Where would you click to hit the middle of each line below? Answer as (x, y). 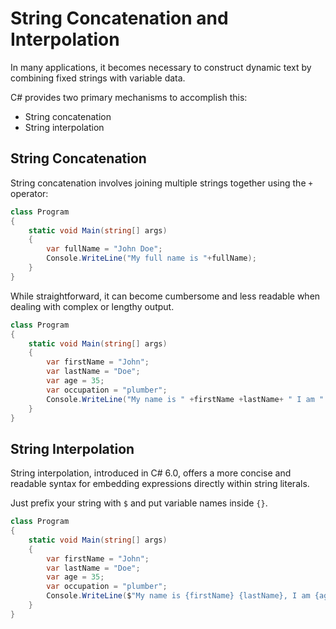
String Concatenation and (119, 18)
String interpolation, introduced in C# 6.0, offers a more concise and (151, 473)
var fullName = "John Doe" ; (104, 249)
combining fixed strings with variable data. (98, 78)
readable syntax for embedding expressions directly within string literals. (160, 484)
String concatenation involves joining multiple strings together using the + (161, 183)
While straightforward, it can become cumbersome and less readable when (165, 296)
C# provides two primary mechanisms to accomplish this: (129, 97)
